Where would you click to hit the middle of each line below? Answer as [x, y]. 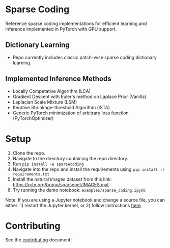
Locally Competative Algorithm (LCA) [51, 91]
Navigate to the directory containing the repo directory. [70, 158]
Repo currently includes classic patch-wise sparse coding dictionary [84, 57]
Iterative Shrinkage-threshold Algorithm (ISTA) [61, 107]
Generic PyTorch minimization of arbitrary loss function [70, 113]
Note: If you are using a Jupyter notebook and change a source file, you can [85, 200]
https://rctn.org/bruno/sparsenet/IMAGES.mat [61, 184]
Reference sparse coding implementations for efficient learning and [76, 23]
